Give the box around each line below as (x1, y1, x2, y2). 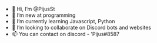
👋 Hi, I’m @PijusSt (11, 6, 55, 12)
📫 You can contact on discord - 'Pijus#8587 (11, 31, 120, 37)
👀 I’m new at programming (11, 12, 76, 19)
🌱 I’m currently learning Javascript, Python (11, 18, 115, 24)
